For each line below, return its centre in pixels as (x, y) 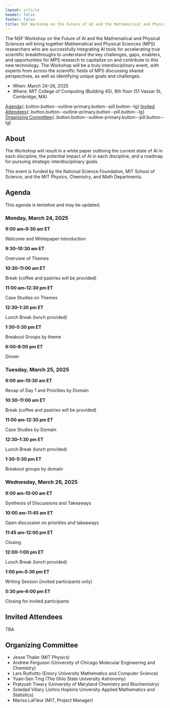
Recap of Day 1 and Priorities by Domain (47, 390)
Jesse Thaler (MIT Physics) (41, 657)
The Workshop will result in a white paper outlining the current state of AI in (84, 151)
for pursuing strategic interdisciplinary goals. (52, 162)
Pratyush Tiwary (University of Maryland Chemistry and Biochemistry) (86, 684)
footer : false (20, 19)
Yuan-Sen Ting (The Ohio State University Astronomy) (69, 679)
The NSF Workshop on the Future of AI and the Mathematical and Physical (83, 38)
